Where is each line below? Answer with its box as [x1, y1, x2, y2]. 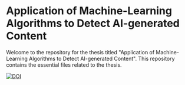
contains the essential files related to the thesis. [6, 61, 122, 68]
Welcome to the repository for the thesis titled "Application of [6, 48, 155, 55]
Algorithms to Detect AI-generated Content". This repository [29, 55, 175, 62]
